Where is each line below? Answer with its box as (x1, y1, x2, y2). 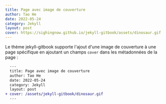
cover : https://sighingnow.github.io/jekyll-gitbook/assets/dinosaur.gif (5, 30, 162, 35)
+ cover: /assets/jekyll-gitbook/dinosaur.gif (5, 92, 103, 97)
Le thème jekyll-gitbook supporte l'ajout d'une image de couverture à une (5, 44, 157, 50)
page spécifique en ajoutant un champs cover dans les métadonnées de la (5, 49, 158, 55)
